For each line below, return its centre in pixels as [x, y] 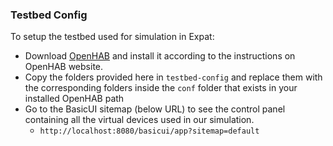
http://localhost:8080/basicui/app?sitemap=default [149, 131]
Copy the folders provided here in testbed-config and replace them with [173, 77]
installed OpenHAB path [74, 99]
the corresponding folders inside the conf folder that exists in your [161, 88]
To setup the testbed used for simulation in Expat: [112, 37]
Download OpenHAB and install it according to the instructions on [160, 56]
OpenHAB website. [64, 67]
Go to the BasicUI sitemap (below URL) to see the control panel [155, 109]
